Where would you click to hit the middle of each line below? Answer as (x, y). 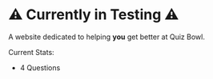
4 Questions (40, 67)
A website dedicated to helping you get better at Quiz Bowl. (107, 37)
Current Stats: (31, 52)
